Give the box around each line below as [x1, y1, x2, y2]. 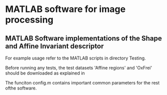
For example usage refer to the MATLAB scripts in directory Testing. [5, 55, 146, 61]
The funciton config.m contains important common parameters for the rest [5, 80, 160, 85]
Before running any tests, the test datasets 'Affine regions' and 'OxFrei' [5, 65, 152, 70]
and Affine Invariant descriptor [5, 41, 104, 50]
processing [5, 14, 54, 25]
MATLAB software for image [5, 3, 126, 15]
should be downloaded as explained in [5, 70, 85, 76]
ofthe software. [5, 85, 37, 91]
